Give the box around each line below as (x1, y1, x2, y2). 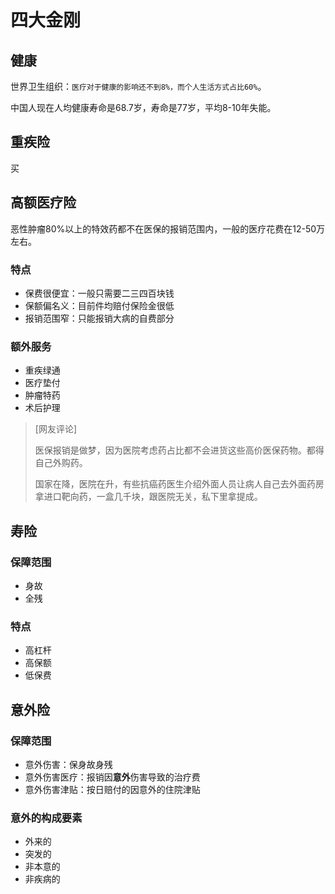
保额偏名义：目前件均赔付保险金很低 (24, 299, 175, 311)
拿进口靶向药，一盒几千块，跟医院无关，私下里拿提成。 (34, 491, 263, 503)
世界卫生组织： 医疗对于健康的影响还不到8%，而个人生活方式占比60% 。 (10, 81, 267, 92)
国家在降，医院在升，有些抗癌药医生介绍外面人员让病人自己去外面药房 (34, 478, 325, 490)
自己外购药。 (34, 457, 88, 469)
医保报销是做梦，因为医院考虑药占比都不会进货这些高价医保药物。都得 (34, 444, 325, 456)
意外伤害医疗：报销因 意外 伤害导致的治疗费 (24, 771, 201, 783)
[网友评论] (34, 423, 78, 435)
